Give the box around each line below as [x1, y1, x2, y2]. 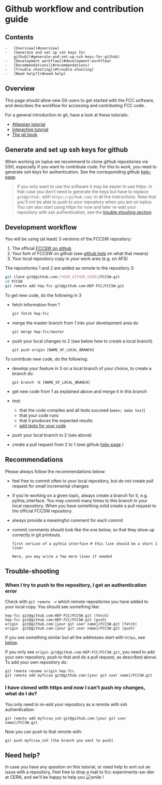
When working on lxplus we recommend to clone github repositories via [5, 159, 148, 164]
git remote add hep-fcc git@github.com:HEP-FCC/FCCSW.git [5, 284, 124, 289]
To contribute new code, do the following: [5, 356, 88, 362]
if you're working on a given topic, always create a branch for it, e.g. [12, 492, 148, 498]
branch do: [12, 370, 34, 376]
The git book [12, 131, 38, 137]
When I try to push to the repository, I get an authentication [5, 581, 147, 588]
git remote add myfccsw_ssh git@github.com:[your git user [5, 716, 127, 721]
